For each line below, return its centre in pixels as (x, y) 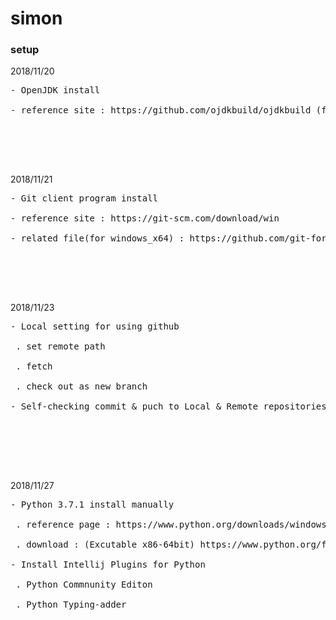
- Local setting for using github (95, 326)
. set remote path (60, 346)
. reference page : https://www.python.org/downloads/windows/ (174, 525)
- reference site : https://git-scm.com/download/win (145, 218)
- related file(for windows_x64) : (97, 238)
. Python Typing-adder (71, 605)
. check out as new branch (81, 386)
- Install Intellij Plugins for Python (108, 565)
